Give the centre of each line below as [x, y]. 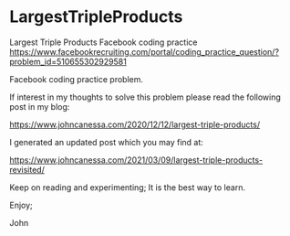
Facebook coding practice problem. [77, 79]
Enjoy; [21, 205]
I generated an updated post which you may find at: [106, 142]
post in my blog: [40, 106]
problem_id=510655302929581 [68, 61]
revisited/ [27, 169]
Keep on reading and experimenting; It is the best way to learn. [128, 187]
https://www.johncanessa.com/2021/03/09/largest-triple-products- [136, 160]
